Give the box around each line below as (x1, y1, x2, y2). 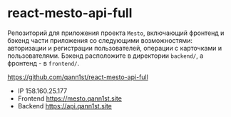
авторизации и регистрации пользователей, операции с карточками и (7, 44, 222, 52)
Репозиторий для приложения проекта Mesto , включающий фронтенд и (7, 29, 225, 37)
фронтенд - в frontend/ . (7, 58, 80, 67)
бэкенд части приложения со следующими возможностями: (7, 36, 192, 44)
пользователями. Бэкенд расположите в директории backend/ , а (7, 51, 204, 60)
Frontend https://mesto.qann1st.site (17, 94, 123, 103)
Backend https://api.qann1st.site (17, 101, 113, 110)
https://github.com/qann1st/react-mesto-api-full (7, 73, 148, 81)
